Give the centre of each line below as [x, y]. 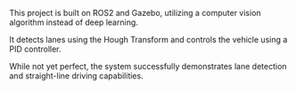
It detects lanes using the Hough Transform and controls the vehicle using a [148, 40]
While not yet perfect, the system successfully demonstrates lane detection [148, 66]
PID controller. [35, 49]
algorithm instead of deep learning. [74, 22]
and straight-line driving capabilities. [77, 76]
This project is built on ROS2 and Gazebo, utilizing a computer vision [135, 13]
